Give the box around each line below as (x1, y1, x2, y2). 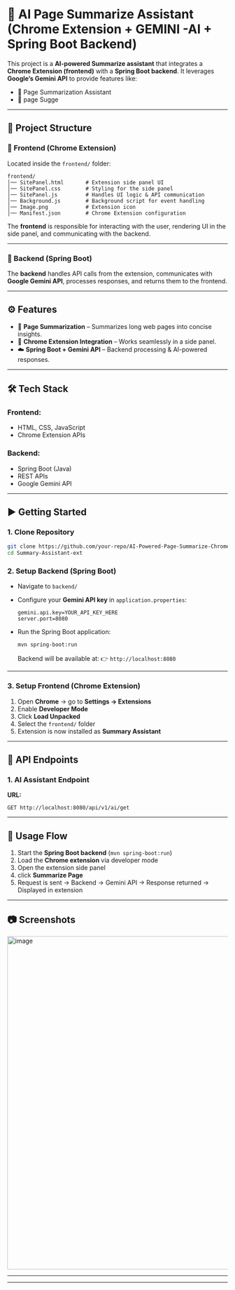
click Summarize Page (17, 871, 83, 880)
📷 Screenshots (7, 913, 76, 925)
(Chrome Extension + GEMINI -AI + (7, 21, 212, 37)
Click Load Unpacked (17, 712, 80, 720)
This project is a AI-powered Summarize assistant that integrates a (7, 59, 203, 67)
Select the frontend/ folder (17, 719, 96, 728)
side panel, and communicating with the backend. (7, 229, 151, 238)
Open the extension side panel (17, 864, 106, 872)
